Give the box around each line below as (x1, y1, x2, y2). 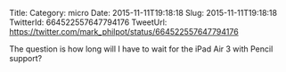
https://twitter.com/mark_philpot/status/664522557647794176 (9, 27, 239, 36)
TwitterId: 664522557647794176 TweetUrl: (9, 17, 168, 28)
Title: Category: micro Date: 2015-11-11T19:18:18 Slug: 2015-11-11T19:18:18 (9, 8, 278, 18)
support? (9, 53, 43, 63)
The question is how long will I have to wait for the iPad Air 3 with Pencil (9, 44, 274, 54)
